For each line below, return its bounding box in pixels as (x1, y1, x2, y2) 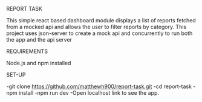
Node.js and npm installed (6, 60, 71, 66)
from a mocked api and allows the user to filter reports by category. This (6, 24, 186, 30)
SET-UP (6, 71, 26, 78)
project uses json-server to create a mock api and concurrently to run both (6, 30, 193, 37)
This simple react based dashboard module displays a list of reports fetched (6, 17, 197, 24)
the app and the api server (6, 36, 73, 43)
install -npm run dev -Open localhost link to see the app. (19, 89, 159, 96)
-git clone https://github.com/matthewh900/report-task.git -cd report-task (6, 83, 192, 90)
